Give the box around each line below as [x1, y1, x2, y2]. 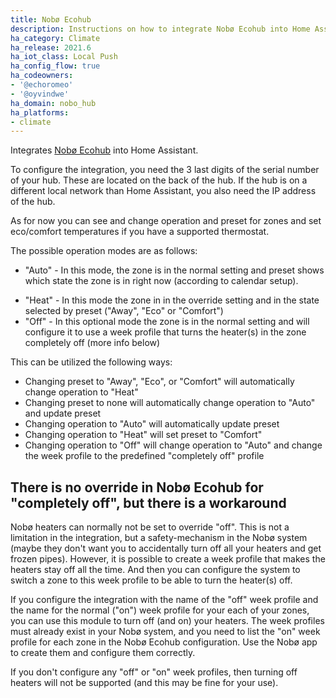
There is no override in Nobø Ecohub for [10, 479, 264, 496]
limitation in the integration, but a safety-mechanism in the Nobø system [10, 532, 308, 544]
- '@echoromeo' [10, 80, 74, 90]
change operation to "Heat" [24, 386, 139, 398]
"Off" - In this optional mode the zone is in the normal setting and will [24, 316, 310, 328]
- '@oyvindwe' [10, 89, 70, 99]
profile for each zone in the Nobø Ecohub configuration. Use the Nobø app [10, 636, 318, 648]
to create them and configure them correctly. [10, 647, 196, 659]
